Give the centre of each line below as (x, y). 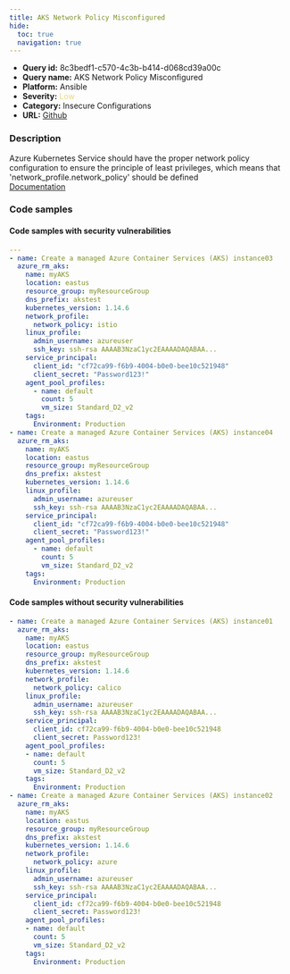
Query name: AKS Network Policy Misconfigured (112, 78)
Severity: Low (49, 97)
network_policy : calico (77, 688)
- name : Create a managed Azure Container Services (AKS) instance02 (141, 796)
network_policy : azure (75, 862)
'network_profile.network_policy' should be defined (104, 177)
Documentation (37, 186)
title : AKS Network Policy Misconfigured (87, 17)
